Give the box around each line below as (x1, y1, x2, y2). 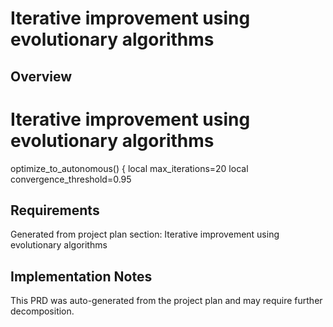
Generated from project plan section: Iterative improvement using (10, 228, 280, 241)
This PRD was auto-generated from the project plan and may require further (10, 295, 323, 307)
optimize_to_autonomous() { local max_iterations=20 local (10, 162, 249, 174)
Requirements (10, 202, 100, 219)
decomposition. (10, 305, 75, 317)
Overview (10, 68, 73, 85)
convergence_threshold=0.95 (10, 173, 132, 185)
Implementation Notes (10, 268, 153, 285)
